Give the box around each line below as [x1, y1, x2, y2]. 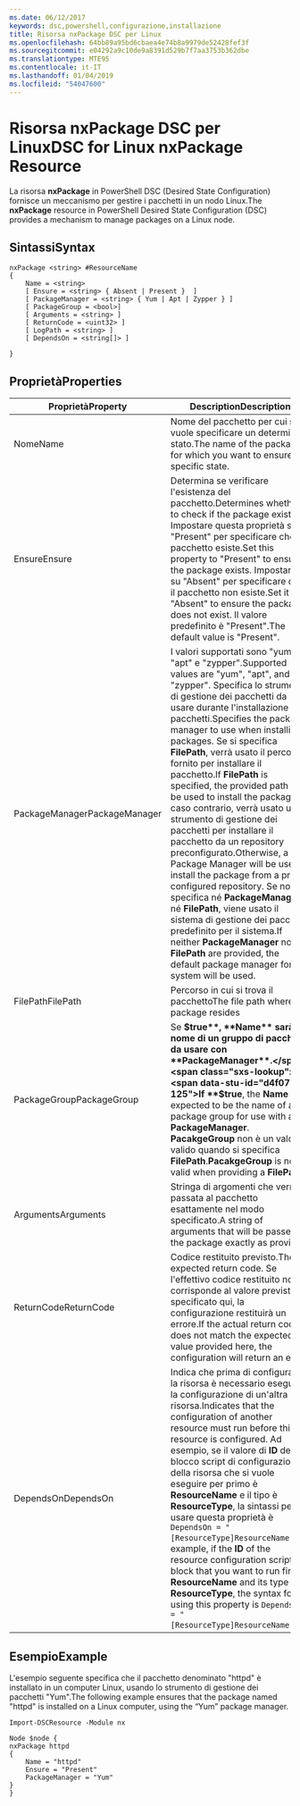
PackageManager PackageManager [13, 808, 162, 820]
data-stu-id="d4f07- [199, 1077, 296, 1089]
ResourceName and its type [170, 1576, 289, 1589]
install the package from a [170, 869, 279, 881]
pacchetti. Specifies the [170, 712, 268, 725]
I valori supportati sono [170, 645, 268, 658]
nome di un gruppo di [170, 1032, 264, 1045]
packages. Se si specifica [170, 735, 279, 747]
